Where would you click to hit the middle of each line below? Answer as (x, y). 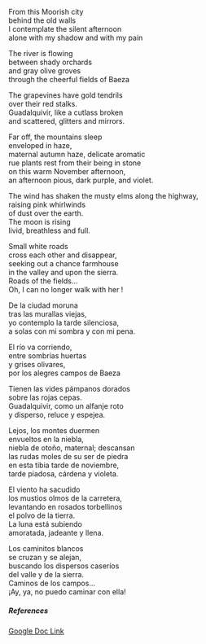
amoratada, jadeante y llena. (56, 533)
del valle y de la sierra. (46, 574)
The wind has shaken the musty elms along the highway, (103, 196)
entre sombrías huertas (48, 356)
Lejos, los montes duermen (54, 430)
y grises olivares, (37, 364)
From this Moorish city (46, 12)
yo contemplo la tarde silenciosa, (64, 322)
